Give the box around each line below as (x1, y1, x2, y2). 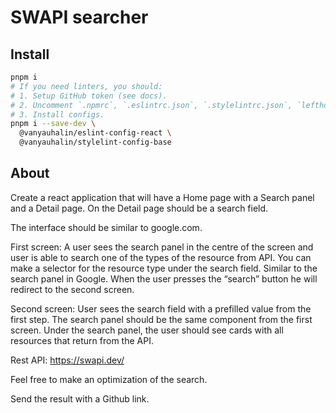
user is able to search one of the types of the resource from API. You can (10, 251, 312, 263)
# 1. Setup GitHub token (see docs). (10, 91, 168, 101)
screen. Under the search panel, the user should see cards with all (10, 324, 284, 336)
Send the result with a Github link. (10, 392, 150, 405)
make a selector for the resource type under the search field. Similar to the (10, 262, 318, 274)
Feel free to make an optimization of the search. (10, 373, 208, 385)
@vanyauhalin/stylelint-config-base (19, 137, 172, 148)
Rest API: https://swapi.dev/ (10, 354, 125, 366)
